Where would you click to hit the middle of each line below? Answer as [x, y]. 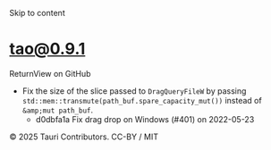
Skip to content [37, 13]
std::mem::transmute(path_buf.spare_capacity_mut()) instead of [142, 100]
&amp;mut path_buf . [58, 110]
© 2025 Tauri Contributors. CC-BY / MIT [84, 137]
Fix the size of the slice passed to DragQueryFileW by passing [134, 91]
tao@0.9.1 [47, 49]
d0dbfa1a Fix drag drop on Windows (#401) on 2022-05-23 [145, 119]
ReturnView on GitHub [50, 73]
